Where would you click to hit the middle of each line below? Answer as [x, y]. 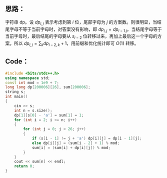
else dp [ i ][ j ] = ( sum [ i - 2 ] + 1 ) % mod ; [76, 143]
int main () [16, 96]
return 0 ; [24, 166]
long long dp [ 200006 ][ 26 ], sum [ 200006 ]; [48, 87]
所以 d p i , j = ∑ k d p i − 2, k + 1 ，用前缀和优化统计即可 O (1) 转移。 [76, 44]
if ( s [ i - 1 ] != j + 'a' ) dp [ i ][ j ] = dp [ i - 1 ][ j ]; [87, 138]
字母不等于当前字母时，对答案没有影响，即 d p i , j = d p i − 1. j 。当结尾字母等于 [86, 30]
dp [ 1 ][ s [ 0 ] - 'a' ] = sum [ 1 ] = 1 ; [49, 115]
